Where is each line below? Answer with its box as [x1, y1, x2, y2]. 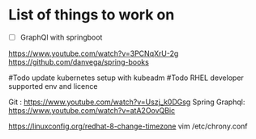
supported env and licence [8, 82, 98, 91]
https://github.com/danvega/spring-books [8, 57, 150, 66]
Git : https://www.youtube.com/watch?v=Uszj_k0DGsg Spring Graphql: [8, 97, 245, 107]
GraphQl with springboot [19, 32, 103, 42]
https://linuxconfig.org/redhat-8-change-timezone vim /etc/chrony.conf [8, 121, 249, 131]
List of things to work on [8, 6, 175, 24]
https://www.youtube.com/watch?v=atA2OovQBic [8, 106, 176, 115]
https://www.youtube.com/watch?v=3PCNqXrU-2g [8, 48, 179, 58]
